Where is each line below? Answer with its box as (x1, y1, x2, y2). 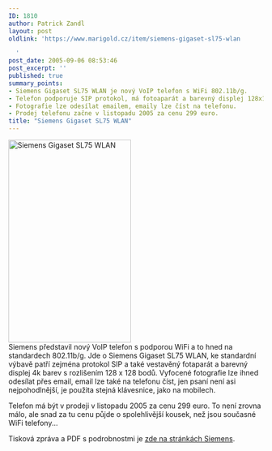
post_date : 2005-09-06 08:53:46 (8, 57, 117, 65)
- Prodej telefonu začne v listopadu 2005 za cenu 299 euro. (8, 110, 219, 118)
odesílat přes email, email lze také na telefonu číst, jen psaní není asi (8, 376, 236, 386)
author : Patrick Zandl (8, 19, 85, 28)
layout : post (8, 27, 53, 35)
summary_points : (8, 79, 63, 88)
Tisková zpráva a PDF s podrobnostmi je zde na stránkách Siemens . (8, 434, 236, 443)
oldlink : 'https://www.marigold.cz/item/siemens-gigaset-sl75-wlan (8, 34, 241, 43)
